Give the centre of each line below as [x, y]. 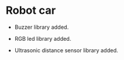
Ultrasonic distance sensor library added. [66, 50]
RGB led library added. [43, 38]
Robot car [31, 10]
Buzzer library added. [42, 27]
